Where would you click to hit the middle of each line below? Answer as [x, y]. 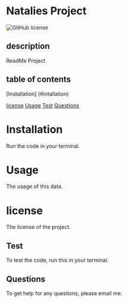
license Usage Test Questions [43, 105]
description [28, 46]
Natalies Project [46, 11]
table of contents [39, 80]
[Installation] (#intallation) [38, 94]
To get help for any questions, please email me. [64, 293]
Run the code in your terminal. [43, 146]
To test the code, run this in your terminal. [57, 260]
